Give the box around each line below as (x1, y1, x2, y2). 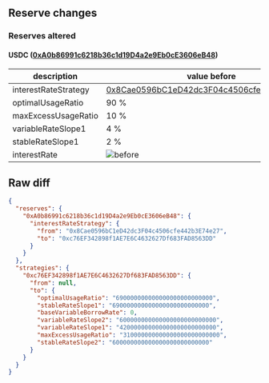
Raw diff (8, 176, 50, 190)
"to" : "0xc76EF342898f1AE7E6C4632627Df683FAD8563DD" (37, 234, 217, 242)
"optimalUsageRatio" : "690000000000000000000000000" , (37, 293, 220, 302)
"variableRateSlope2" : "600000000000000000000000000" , (37, 316, 224, 325)
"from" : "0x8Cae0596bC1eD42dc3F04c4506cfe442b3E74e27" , (37, 227, 227, 235)
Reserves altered (8, 30, 76, 42)
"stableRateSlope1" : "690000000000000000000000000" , (37, 301, 217, 309)
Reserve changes (8, 6, 98, 20)
